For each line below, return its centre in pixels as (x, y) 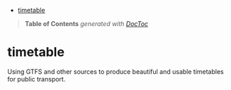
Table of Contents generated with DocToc (86, 24)
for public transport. (36, 79)
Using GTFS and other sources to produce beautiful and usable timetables (116, 71)
